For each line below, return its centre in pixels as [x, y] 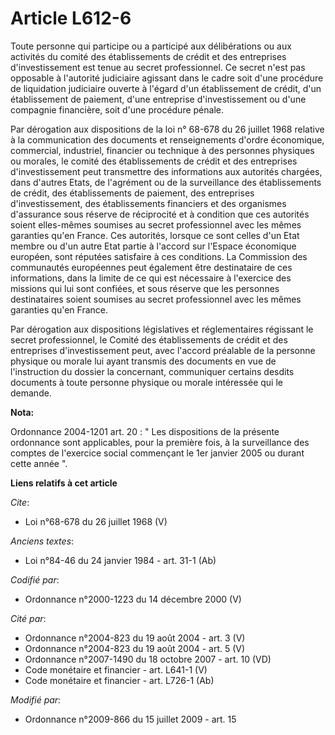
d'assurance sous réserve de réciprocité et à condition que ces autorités [160, 214]
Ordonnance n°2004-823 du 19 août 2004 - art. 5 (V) [135, 648]
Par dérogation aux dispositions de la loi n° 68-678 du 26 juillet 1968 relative [167, 129]
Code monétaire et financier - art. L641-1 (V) [116, 669]
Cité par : [28, 618]
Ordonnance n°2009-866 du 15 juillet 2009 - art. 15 [130, 719]
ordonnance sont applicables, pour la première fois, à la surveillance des [160, 442]
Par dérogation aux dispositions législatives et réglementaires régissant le [162, 329]
